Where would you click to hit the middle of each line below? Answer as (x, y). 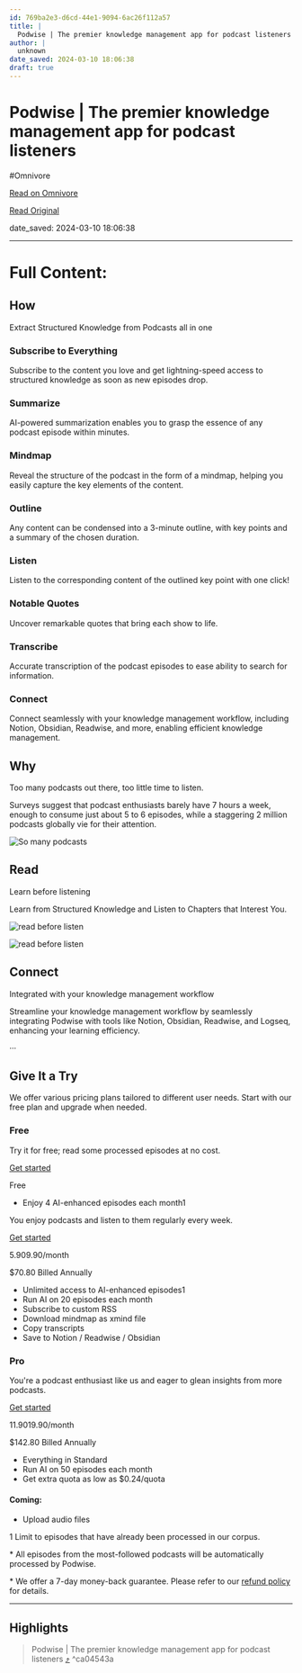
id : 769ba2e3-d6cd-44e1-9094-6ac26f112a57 (90, 18)
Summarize (35, 403)
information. (32, 675)
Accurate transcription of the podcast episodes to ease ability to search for (148, 666)
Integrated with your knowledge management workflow (112, 994)
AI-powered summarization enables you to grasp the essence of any (136, 423)
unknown (32, 51)
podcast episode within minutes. (70, 432)
